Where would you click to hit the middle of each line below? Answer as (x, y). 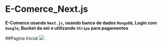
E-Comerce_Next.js (47, 9)
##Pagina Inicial (22, 38)
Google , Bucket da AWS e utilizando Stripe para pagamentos (67, 28)
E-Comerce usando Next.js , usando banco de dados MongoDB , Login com (81, 23)
